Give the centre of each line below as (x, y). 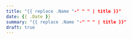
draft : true (20, 27)
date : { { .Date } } (28, 17)
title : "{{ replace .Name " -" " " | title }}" (64, 11)
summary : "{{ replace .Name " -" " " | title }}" (66, 22)
